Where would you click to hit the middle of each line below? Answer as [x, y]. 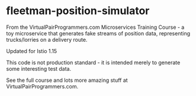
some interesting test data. [39, 68]
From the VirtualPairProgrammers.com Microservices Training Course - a [95, 27]
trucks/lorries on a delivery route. [47, 39]
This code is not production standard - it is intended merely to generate [93, 62]
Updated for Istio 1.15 [32, 51]
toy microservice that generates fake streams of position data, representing [98, 33]
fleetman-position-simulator [78, 11]
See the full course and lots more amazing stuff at [67, 80]
